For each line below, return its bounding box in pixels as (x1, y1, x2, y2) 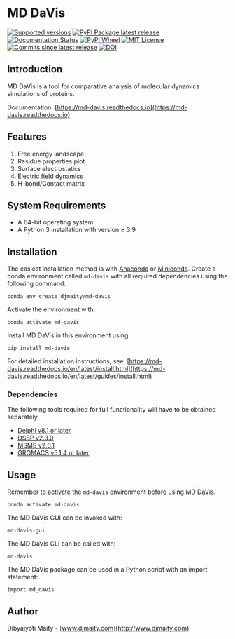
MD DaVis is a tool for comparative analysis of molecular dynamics (7, 82, 200, 90)
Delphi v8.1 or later (17, 426, 71, 435)
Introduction (7, 63, 63, 75)
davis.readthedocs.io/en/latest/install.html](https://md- (7, 365, 166, 373)
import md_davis (7, 586, 55, 593)
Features (7, 131, 47, 143)
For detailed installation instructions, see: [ (7, 357, 129, 365)
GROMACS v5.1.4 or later (17, 449, 90, 457)
